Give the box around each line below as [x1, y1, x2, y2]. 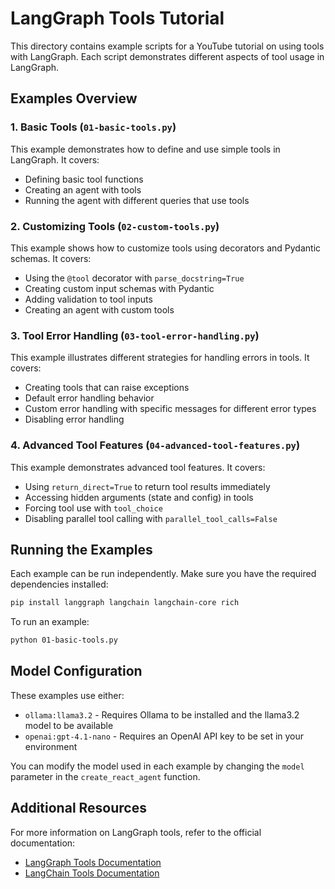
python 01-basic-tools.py [10, 635, 118, 646]
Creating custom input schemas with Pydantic [24, 282, 215, 294]
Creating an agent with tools [24, 183, 142, 196]
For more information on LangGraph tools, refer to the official [10, 826, 262, 838]
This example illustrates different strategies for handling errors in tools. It [10, 352, 310, 364]
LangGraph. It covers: [10, 153, 100, 166]
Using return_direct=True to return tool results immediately [24, 480, 271, 492]
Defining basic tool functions [24, 173, 144, 185]
